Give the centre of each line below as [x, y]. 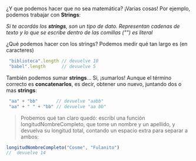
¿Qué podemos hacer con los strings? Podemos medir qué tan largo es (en [97, 44]
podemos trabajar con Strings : [44, 15]
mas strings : [21, 90]
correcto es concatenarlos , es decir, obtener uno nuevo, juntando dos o [94, 84]
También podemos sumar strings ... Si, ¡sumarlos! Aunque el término [89, 78]
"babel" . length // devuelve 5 [52, 66]
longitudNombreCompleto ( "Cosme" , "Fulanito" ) [63, 147]
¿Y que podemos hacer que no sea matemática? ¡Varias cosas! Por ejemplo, [98, 9]
